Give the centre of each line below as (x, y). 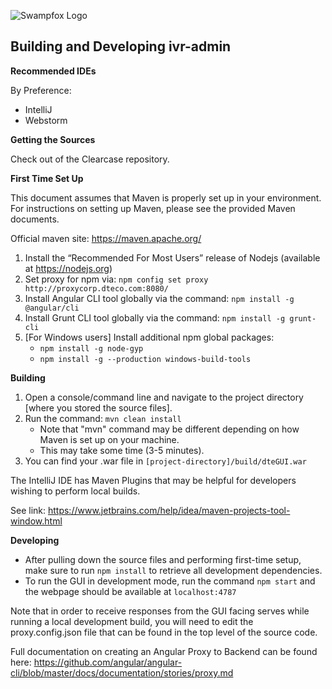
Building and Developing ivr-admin (121, 46)
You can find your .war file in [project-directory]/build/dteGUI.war (165, 461)
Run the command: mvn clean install (103, 418)
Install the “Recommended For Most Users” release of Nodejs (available (172, 257)
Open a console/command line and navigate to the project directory (164, 397)
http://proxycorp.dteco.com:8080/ (96, 288)
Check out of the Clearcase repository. (90, 159)
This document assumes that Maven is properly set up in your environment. (166, 197)
